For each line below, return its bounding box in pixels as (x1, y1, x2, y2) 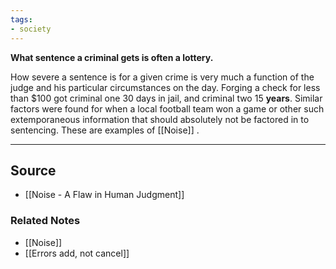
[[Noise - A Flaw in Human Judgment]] (24, 189, 185, 201)
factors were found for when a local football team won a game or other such (10, 102, 325, 115)
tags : (10, 14, 33, 25)
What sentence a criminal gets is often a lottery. (10, 51, 214, 63)
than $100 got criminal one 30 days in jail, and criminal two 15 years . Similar (10, 92, 323, 104)
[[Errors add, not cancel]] (24, 247, 130, 259)
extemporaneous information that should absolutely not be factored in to (10, 113, 310, 125)
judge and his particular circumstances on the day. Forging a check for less (10, 81, 321, 93)
